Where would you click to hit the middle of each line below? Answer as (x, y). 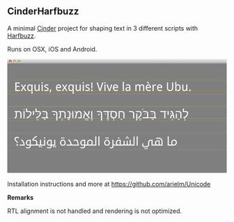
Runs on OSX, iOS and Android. (52, 49)
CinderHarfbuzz (43, 11)
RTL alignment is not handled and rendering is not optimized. (95, 211)
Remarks (21, 198)
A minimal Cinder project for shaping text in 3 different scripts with (103, 28)
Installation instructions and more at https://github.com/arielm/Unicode (109, 184)
